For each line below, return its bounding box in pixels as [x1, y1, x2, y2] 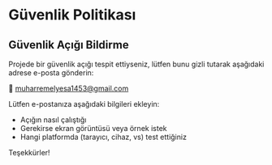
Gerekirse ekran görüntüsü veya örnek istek [19, 124, 167, 133]
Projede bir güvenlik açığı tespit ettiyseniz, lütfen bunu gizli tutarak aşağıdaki [8, 59, 265, 69]
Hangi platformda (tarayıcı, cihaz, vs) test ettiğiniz [19, 132, 187, 142]
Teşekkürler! [8, 148, 50, 157]
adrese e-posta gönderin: [8, 68, 94, 78]
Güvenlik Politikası [8, 6, 136, 24]
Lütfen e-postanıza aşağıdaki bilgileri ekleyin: [8, 99, 160, 108]
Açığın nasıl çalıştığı [19, 115, 87, 125]
